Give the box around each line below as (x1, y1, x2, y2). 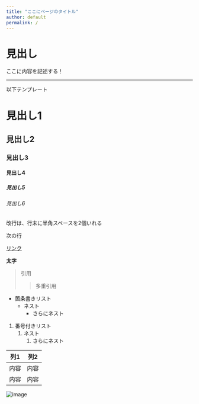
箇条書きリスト (14, 294, 52, 302)
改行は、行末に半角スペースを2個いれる (6, 219, 102, 226)
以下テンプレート (6, 86, 48, 93)
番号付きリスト (14, 322, 52, 329)
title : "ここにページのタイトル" (6, 8, 79, 15)
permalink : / (6, 20, 38, 25)
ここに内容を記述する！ (6, 68, 63, 75)
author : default (6, 14, 46, 20)
